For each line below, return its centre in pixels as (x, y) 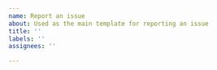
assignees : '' (33, 46)
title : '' (25, 31)
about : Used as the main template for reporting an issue (108, 24)
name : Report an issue (47, 16)
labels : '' (27, 39)
